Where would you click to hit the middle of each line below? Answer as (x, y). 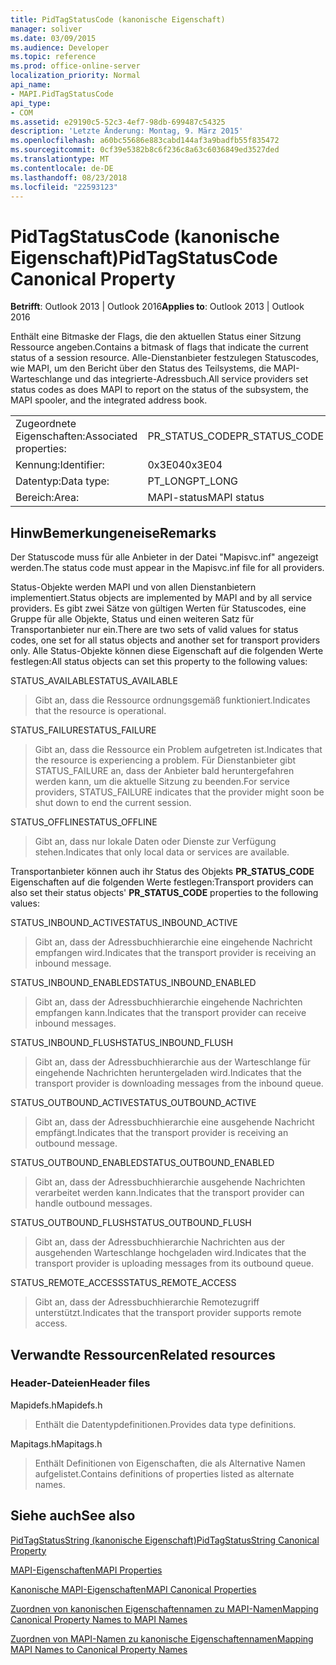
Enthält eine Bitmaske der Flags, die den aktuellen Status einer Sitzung (156, 337)
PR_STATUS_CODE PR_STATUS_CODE (236, 436)
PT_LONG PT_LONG (192, 481)
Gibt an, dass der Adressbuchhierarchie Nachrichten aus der (160, 1242)
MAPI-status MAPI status (206, 498)
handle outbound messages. (93, 1203)
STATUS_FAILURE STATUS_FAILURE (83, 730)
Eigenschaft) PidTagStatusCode (144, 257)
